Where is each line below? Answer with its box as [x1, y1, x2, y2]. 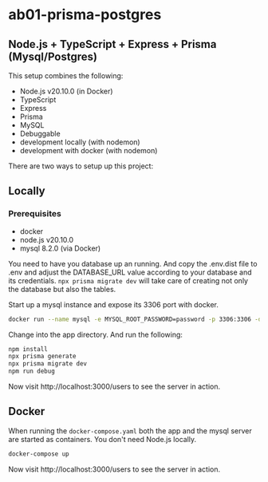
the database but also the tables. [8, 284, 116, 294]
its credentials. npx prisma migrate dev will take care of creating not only [8, 275, 249, 285]
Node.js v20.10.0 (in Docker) [19, 86, 113, 96]
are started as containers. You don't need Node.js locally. [8, 434, 197, 444]
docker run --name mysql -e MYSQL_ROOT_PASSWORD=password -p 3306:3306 [8, 315, 251, 323]
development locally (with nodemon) [19, 137, 141, 147]
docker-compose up [8, 449, 69, 458]
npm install [8, 345, 48, 353]
